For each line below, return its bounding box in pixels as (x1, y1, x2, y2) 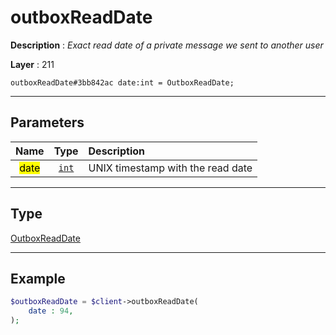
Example (10, 270, 66, 287)
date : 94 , (28, 306, 74, 316)
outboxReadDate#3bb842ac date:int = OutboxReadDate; (10, 77, 235, 88)
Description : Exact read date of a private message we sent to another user (10, 39, 324, 51)
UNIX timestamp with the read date (88, 161, 253, 175)
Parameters (10, 114, 85, 131)
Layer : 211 (10, 58, 55, 70)
